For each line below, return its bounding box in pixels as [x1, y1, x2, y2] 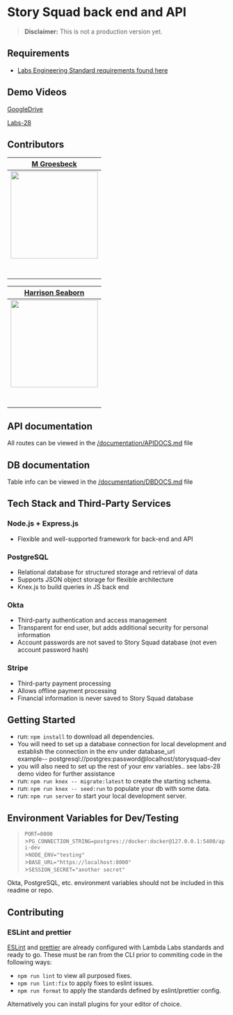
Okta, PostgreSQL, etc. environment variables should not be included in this [7, 879, 224, 887]
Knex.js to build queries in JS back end [17, 582, 129, 591]
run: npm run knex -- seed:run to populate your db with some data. [17, 785, 211, 793]
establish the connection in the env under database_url [17, 748, 175, 756]
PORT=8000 [24, 831, 54, 838]
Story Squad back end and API [7, 4, 186, 20]
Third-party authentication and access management [17, 616, 167, 625]
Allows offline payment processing [17, 686, 117, 695]
